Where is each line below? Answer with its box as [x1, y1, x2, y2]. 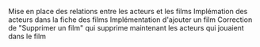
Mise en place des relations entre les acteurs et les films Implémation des [8, 7, 248, 16]
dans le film [8, 31, 46, 41]
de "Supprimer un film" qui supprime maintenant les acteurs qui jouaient [8, 23, 244, 32]
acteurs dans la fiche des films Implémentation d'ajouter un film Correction [8, 15, 253, 24]
